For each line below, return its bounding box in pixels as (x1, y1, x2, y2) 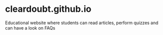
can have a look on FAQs (5, 25, 56, 31)
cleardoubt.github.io (5, 3, 92, 15)
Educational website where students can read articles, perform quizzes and (5, 20, 159, 26)
